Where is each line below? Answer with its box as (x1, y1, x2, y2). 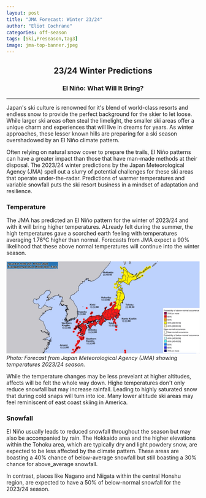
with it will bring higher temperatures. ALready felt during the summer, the (6, 223, 193, 230)
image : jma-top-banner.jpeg (6, 42, 78, 48)
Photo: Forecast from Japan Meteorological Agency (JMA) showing (6, 354, 178, 362)
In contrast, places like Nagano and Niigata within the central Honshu (6, 472, 181, 480)
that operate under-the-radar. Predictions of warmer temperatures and (6, 174, 185, 182)
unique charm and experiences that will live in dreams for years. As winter (6, 123, 194, 131)
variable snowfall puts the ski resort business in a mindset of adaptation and (6, 181, 199, 188)
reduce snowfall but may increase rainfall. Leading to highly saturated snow (6, 386, 197, 393)
